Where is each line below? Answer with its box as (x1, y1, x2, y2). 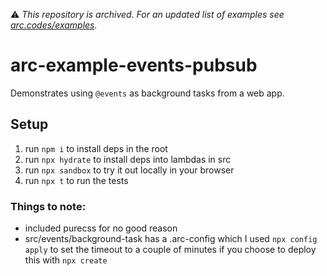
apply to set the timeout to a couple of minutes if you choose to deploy (24, 244, 317, 256)
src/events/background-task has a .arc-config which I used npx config (24, 233, 318, 245)
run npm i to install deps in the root (24, 142, 168, 154)
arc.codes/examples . (10, 19, 98, 31)
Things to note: (10, 199, 87, 213)
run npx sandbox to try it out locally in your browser (24, 164, 235, 176)
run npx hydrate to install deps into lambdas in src (24, 153, 232, 165)
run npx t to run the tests (24, 174, 129, 186)
